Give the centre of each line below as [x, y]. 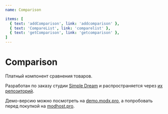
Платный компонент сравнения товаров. [49, 76]
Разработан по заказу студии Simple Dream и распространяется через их [84, 85]
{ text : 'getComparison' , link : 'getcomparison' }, [65, 33]
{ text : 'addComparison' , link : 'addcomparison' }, [65, 23]
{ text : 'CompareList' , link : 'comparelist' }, [60, 28]
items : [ [14, 19]
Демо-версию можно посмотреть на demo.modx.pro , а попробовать [79, 100]
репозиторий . [20, 91]
